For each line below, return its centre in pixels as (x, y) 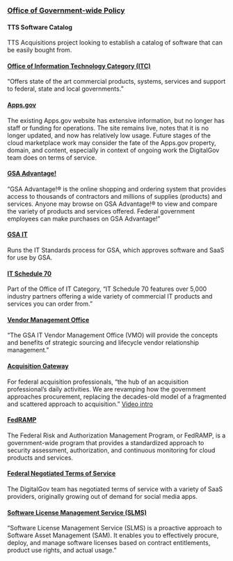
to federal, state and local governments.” (65, 89)
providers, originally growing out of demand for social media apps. (103, 496)
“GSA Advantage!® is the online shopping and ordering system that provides (117, 189)
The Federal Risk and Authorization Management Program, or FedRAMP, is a (116, 435)
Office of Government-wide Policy (66, 10)
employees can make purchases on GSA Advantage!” (84, 218)
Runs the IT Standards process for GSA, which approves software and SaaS (116, 250)
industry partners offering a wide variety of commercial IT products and (110, 297)
